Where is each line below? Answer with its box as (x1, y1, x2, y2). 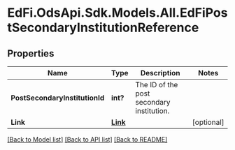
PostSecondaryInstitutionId (10, 93, 105, 103)
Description (140, 68, 180, 77)
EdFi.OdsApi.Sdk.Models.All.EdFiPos (7, 5, 228, 21)
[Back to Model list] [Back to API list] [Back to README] (7, 135, 168, 144)
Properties (7, 47, 55, 59)
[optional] (192, 117, 225, 127)
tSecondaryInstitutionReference (7, 20, 199, 36)
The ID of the (135, 80, 178, 89)
